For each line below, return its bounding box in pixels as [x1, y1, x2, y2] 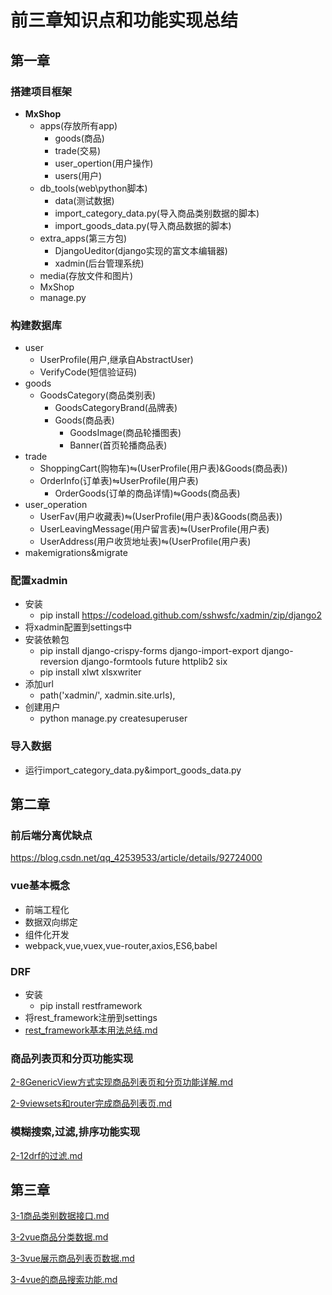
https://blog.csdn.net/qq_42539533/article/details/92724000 [10, 852, 263, 864]
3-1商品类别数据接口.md [10, 1210, 110, 1222]
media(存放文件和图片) [39, 269, 134, 281]
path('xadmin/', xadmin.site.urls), [39, 689, 176, 701]
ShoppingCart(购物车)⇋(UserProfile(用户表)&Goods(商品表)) [39, 462, 288, 475]
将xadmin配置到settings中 [24, 621, 133, 633]
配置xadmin [10, 574, 68, 588]
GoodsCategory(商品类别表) [39, 389, 157, 401]
